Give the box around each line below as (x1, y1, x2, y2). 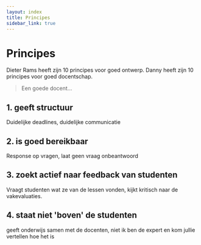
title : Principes (6, 15, 51, 21)
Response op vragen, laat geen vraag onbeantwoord (6, 152, 139, 159)
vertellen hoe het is (6, 232, 55, 240)
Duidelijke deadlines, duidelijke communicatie (6, 119, 121, 126)
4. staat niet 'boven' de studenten (6, 210, 137, 221)
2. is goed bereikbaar (6, 136, 88, 147)
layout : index (6, 9, 43, 15)
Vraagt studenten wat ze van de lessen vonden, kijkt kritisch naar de (6, 186, 178, 193)
